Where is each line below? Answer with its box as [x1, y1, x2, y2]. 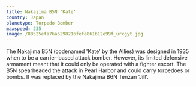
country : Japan [6, 14, 44, 20]
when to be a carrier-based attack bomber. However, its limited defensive [6, 54, 188, 61]
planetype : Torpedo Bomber [6, 20, 74, 26]
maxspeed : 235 [6, 25, 42, 32]
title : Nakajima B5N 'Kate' [6, 8, 77, 15]
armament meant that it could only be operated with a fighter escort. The [6, 61, 186, 68]
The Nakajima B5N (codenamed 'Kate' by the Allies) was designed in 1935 [6, 48, 189, 55]
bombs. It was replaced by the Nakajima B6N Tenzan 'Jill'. [6, 73, 149, 81]
